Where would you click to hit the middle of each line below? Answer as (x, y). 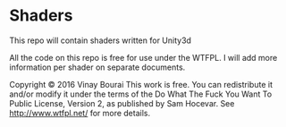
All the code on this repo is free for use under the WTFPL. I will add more (143, 57)
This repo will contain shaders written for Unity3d (101, 40)
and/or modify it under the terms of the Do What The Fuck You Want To (141, 94)
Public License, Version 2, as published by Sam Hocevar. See (122, 103)
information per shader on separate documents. (97, 67)
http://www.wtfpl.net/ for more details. (80, 113)
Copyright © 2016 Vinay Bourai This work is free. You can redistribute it (141, 84)
